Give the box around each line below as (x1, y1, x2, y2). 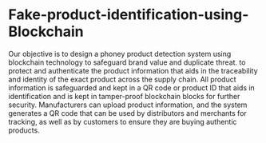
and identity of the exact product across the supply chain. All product (8, 74, 237, 84)
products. (8, 125, 40, 135)
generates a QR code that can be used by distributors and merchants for (8, 108, 248, 117)
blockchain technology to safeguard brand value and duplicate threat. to (8, 58, 246, 67)
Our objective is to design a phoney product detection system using (8, 49, 232, 58)
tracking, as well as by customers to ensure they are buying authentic (8, 117, 237, 126)
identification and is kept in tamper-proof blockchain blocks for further (8, 91, 240, 101)
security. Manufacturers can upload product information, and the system (8, 100, 248, 109)
